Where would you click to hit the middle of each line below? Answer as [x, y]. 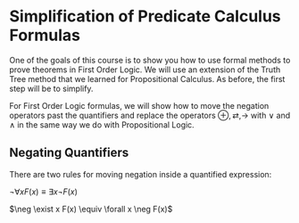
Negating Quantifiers [69, 153]
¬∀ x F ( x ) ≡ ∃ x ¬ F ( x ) [44, 191]
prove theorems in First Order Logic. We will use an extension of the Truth [145, 70]
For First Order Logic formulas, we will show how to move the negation [139, 105]
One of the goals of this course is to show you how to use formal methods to [150, 60]
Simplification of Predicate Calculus [145, 17]
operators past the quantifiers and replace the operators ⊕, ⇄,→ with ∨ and [150, 115]
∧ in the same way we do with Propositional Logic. [102, 124]
